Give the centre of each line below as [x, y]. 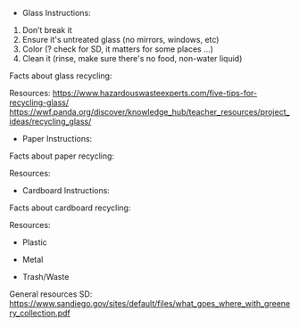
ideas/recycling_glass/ [50, 121]
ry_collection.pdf [40, 313]
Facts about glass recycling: [61, 76]
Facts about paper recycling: [62, 156]
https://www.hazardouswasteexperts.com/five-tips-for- [154, 93]
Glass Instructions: [56, 13]
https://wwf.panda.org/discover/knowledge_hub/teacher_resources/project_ [149, 112]
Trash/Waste [46, 277]
